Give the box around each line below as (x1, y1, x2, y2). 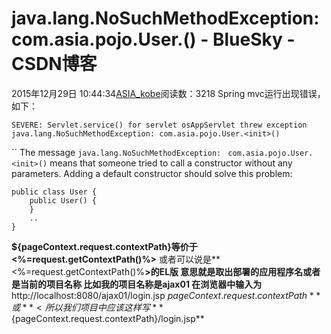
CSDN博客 (11, 53, 98, 76)
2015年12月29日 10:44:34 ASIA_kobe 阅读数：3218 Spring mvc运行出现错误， (11, 87, 326, 99)
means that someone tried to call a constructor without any (49, 157, 293, 169)
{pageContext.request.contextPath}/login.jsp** (11, 312, 205, 324)
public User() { (29, 195, 98, 206)
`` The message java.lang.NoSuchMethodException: (11, 146, 222, 158)
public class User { (11, 187, 98, 197)
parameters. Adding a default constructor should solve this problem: (11, 167, 293, 179)
